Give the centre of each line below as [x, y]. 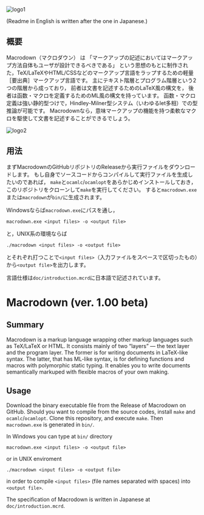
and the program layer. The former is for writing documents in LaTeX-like [97, 352]
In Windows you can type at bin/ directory [59, 437]
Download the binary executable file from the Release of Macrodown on [96, 405]
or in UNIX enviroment [34, 459]
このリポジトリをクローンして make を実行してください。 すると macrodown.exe [102, 189]
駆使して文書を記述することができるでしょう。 [75, 118]
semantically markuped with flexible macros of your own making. [88, 372]
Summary [25, 325]
